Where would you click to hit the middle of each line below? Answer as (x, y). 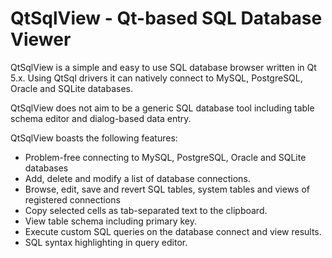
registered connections (72, 199)
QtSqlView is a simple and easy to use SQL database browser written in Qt (163, 67)
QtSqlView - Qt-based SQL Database (166, 18)
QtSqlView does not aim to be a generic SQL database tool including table (162, 108)
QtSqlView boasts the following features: (94, 138)
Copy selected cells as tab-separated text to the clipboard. (146, 210)
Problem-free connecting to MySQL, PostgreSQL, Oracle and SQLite (165, 157)
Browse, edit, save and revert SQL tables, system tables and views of (167, 189)
